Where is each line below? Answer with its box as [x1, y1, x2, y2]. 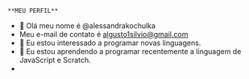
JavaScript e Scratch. [19, 56, 91, 64]
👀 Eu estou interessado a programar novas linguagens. [19, 38, 201, 48]
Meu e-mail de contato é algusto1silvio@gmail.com [19, 30, 189, 39]
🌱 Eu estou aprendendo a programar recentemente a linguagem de [19, 47, 242, 56]
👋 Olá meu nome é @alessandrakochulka [19, 21, 156, 31]
